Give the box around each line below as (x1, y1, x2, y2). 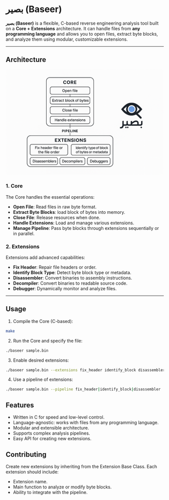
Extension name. (13, 478, 48, 484)
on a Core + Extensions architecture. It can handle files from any (6, 25, 140, 31)
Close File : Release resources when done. (13, 214, 101, 220)
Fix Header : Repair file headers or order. (13, 264, 97, 270)
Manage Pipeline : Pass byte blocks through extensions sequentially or (13, 225, 159, 231)
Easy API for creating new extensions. (13, 436, 92, 442)
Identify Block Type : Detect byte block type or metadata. (13, 270, 132, 276)
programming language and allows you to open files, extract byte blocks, (6, 31, 158, 37)
